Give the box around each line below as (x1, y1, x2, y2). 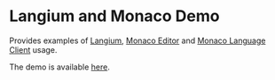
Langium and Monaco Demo (9, 6, 220, 26)
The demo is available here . (9, 62, 111, 72)
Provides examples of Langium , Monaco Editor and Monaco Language (9, 35, 266, 46)
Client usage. (9, 44, 58, 55)
